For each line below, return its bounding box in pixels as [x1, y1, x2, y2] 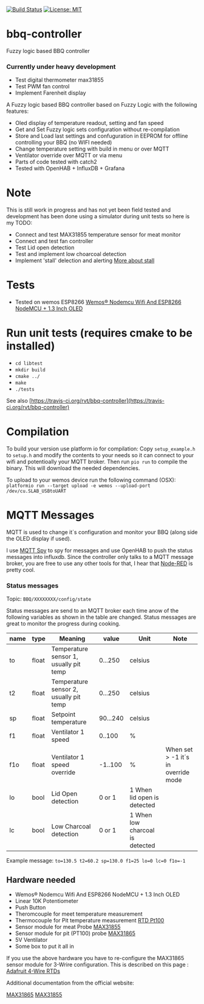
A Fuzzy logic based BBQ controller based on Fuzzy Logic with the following [6, 101, 197, 109]
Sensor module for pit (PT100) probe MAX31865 [15, 930, 135, 937]
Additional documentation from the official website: [6, 979, 135, 987]
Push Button [15, 904, 46, 911]
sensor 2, [51, 685, 79, 694]
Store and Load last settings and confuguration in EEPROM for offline [15, 132, 188, 140]
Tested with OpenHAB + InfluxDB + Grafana [15, 165, 125, 172]
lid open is [129, 793, 159, 802]
